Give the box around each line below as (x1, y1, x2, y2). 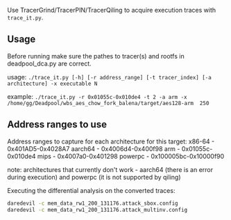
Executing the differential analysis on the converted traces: (7, 186, 176, 194)
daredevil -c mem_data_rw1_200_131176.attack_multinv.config (7, 206, 188, 213)
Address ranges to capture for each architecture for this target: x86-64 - (7, 137, 215, 146)
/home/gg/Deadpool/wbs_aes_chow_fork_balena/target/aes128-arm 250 (7, 100, 209, 107)
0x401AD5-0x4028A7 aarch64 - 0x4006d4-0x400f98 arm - (7, 144, 180, 152)
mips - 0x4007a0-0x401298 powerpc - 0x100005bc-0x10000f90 (37, 152, 225, 160)
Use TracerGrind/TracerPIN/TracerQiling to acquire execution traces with (7, 6, 216, 14)
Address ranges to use (7, 118, 108, 131)
